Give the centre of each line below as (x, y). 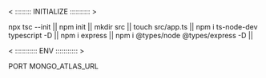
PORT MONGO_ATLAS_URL (53, 66)
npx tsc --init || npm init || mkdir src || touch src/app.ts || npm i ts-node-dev (133, 27)
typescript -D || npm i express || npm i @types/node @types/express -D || (131, 35)
